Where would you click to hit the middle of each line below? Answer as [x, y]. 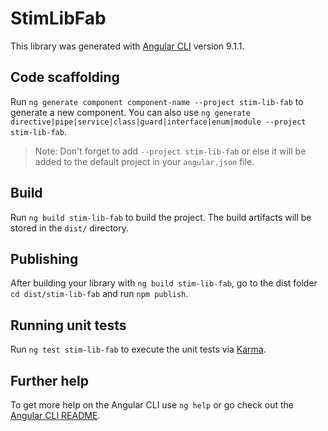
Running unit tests [68, 325]
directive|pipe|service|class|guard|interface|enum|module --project [158, 122]
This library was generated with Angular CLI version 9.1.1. [127, 46]
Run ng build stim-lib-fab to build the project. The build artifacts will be [161, 217]
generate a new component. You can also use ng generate [130, 112]
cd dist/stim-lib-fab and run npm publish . [99, 294]
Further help [50, 380]
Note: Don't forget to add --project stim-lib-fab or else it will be [170, 151]
